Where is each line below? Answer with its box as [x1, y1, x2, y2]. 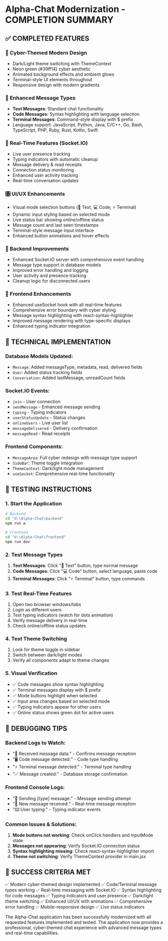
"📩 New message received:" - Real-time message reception [12, 801, 136, 807]
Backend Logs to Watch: [5, 739, 66, 746]
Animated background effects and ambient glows [12, 71, 114, 77]
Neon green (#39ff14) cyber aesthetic [12, 66, 91, 72]
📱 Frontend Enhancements [5, 290, 71, 297]
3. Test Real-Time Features [5, 590, 72, 597]
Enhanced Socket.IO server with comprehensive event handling [12, 257, 144, 263]
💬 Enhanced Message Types [5, 94, 76, 101]
